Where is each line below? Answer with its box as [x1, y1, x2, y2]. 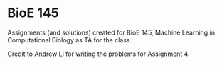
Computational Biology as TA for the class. [7, 35, 132, 44]
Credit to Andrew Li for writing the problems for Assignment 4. [7, 49, 190, 58]
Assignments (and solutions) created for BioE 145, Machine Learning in [7, 28, 216, 37]
